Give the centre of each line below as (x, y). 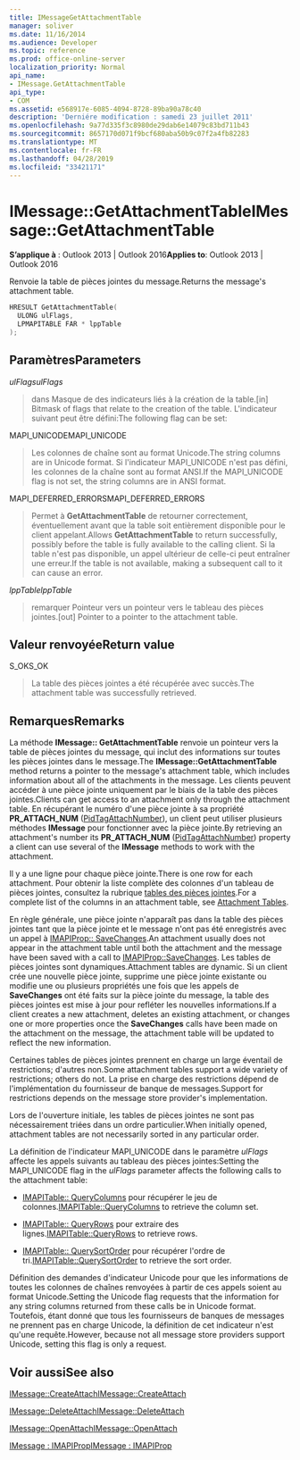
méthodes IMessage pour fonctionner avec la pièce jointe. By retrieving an (146, 828)
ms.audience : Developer (54, 42)
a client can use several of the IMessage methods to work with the (132, 847)
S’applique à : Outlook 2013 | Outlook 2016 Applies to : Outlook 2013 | (136, 254)
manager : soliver (42, 26)
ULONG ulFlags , (46, 316)
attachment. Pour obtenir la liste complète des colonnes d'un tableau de (142, 883)
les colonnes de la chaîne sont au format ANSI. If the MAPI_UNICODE (157, 471)
